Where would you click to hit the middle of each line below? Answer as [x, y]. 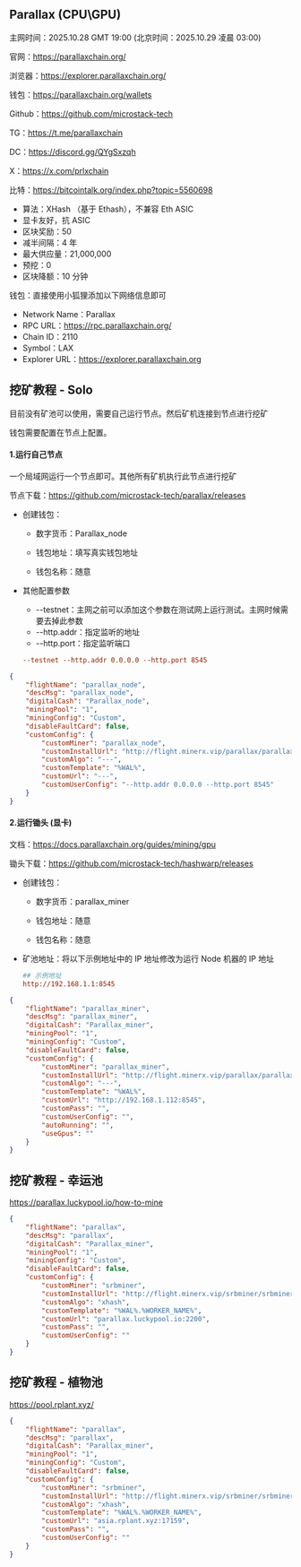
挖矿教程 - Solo [51, 390]
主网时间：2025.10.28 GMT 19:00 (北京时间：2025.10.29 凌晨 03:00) [135, 37]
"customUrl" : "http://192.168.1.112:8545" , [124, 1100]
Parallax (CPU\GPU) [65, 15]
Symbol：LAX [48, 348]
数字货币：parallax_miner [82, 901]
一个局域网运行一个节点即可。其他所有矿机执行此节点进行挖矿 [123, 476]
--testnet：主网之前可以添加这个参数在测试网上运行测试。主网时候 [158, 610]
